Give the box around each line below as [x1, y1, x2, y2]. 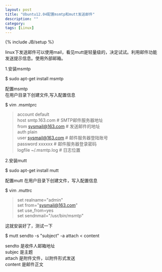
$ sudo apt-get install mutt [5, 168, 59, 173]
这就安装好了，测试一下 [5, 223, 53, 229]
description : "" [5, 16, 38, 21]
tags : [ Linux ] [5, 26, 34, 31]
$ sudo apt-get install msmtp [5, 76, 64, 82]
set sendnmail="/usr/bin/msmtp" [17, 213, 84, 219]
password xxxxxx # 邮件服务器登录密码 [17, 141, 97, 147]
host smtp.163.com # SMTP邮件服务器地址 [17, 117, 103, 123]
